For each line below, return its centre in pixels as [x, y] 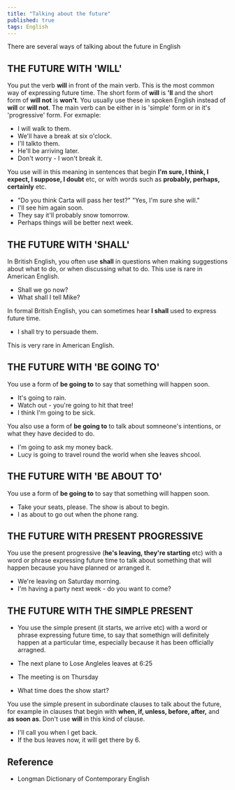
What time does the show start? [63, 691]
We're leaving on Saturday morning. [69, 582]
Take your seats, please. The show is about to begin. [93, 507]
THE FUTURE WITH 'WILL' [65, 68]
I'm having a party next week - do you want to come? [94, 589]
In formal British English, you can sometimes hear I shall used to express [112, 311]
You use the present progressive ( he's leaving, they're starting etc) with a [115, 553]
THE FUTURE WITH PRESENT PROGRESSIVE [105, 537]
